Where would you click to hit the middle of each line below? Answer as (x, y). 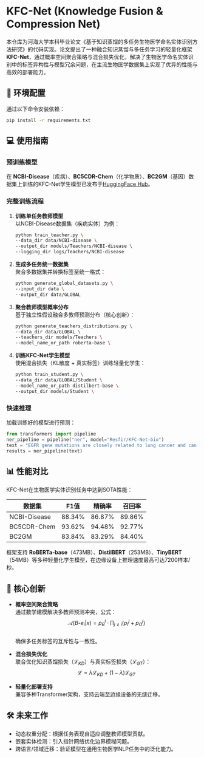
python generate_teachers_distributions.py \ (73, 326)
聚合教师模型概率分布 (42, 307)
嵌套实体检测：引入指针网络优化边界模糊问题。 (73, 742)
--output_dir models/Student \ (55, 391)
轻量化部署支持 (34, 687)
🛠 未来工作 (27, 715)
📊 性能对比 (27, 471)
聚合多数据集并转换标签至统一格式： (60, 272)
